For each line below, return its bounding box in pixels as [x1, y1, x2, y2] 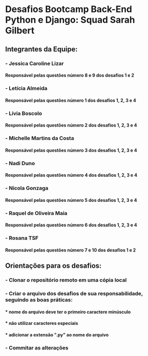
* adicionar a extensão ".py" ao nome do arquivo [5, 331, 109, 337]
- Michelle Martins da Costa [5, 135, 74, 142]
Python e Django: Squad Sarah [5, 14, 135, 26]
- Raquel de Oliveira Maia [5, 209, 68, 216]
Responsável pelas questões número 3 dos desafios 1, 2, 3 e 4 [5, 147, 137, 153]
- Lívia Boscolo [5, 109, 42, 116]
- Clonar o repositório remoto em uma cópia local [5, 277, 127, 284]
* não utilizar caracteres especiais [5, 320, 78, 326]
